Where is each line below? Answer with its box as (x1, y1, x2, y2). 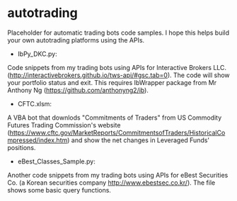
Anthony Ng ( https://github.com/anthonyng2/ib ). (7, 86, 149, 94)
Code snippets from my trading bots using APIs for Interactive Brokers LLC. (7, 63, 227, 71)
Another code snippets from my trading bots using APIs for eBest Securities (7, 171, 229, 179)
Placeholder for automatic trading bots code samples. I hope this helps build (7, 28, 230, 37)
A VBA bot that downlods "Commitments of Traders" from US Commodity (7, 113, 222, 122)
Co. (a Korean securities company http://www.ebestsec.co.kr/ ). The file (7, 178, 216, 187)
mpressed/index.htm (7, 136, 68, 144)
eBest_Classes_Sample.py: (17, 157, 96, 166)
